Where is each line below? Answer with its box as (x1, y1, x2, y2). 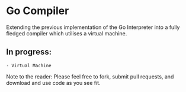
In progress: (6, 47, 52, 57)
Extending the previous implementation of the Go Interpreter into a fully (6, 24, 180, 31)
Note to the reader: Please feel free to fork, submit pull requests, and (6, 73, 174, 80)
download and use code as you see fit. (6, 79, 101, 86)
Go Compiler (6, 4, 69, 18)
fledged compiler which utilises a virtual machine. (6, 29, 127, 37)
